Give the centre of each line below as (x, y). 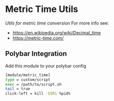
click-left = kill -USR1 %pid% (38, 93)
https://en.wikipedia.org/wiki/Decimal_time (57, 32)
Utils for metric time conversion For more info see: (57, 23)
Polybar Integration (36, 54)
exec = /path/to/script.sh (33, 84)
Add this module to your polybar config (46, 65)
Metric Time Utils (42, 9)
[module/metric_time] (28, 75)
